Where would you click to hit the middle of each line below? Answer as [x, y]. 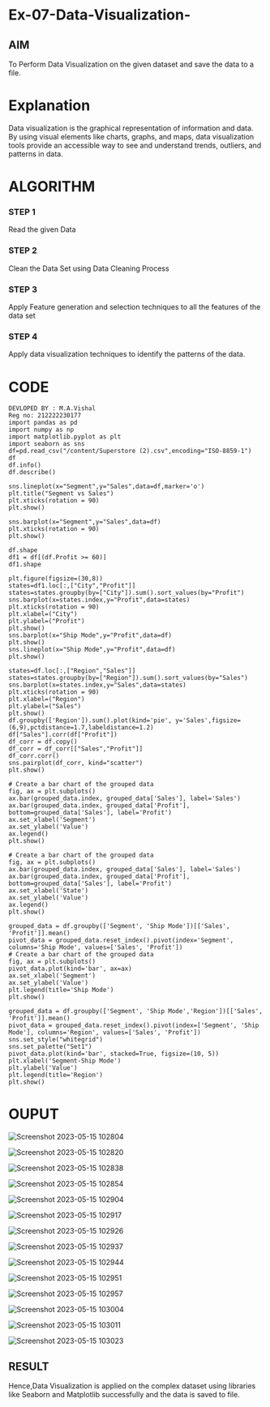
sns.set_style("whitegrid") [56, 1040]
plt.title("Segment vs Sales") [61, 494]
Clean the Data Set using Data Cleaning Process [89, 268]
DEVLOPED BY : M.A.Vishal [52, 408]
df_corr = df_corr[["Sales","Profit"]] [76, 749]
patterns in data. [36, 154]
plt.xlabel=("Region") [47, 699]
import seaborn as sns [47, 444]
